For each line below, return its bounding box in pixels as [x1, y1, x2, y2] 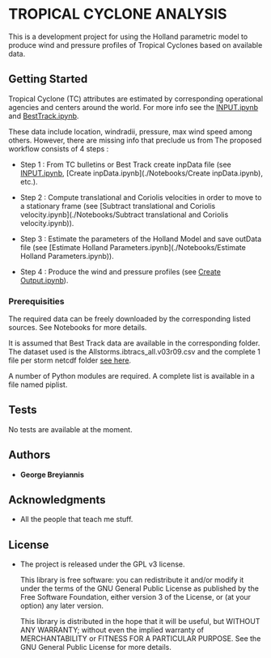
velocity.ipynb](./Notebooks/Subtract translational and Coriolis [19, 210, 229, 219]
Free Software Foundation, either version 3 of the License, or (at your [19, 592, 252, 602]
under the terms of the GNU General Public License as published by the [19, 584, 259, 593]
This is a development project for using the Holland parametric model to [8, 32, 248, 41]
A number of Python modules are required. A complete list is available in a [8, 371, 255, 381]
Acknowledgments [8, 493, 107, 507]
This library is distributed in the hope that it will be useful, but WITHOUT [19, 617, 260, 626]
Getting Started [8, 72, 88, 86]
